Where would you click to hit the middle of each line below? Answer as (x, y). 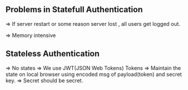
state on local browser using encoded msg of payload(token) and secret (94, 74)
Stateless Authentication (53, 54)
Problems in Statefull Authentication (74, 10)
